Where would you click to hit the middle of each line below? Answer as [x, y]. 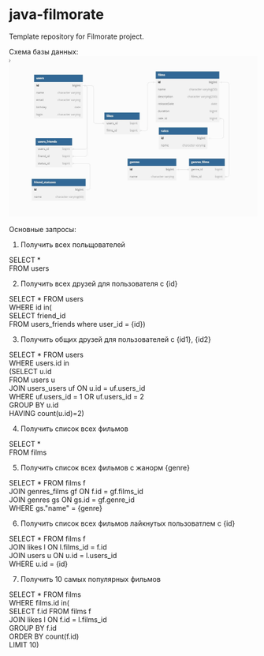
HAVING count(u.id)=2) [47, 414]
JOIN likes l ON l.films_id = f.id [58, 547]
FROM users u [32, 380]
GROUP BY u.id [34, 405]
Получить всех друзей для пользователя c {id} [99, 284]
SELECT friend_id [37, 316]
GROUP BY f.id [33, 628]
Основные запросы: [43, 230]
